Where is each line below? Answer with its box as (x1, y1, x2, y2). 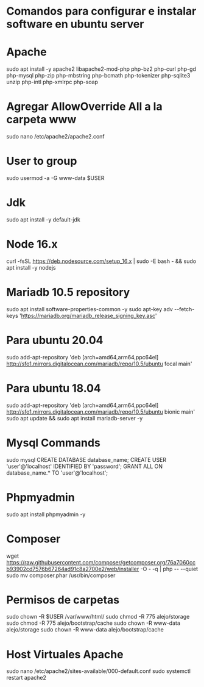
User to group (6, 154, 77, 168)
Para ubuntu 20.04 (6, 334, 104, 347)
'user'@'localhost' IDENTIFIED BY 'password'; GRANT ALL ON (6, 462, 163, 470)
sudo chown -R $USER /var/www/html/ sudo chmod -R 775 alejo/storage (6, 613, 190, 620)
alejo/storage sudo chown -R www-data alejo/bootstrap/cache (6, 626, 164, 633)
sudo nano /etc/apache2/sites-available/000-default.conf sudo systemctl (6, 667, 191, 675)
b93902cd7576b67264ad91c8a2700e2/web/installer (6, 565, 139, 572)
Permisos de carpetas (6, 593, 120, 606)
